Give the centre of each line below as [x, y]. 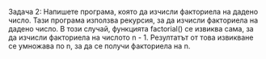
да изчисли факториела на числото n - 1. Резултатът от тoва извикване [131, 37]
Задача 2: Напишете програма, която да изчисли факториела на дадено [133, 12]
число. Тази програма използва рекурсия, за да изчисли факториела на [133, 20]
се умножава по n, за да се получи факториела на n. [99, 46]
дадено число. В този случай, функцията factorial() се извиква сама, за [131, 29]
